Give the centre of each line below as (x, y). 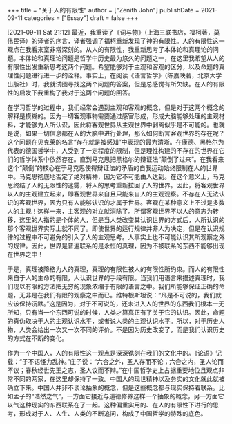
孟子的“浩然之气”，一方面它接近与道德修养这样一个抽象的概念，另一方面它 (118, 396)
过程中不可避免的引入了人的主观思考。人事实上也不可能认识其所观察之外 (122, 237)
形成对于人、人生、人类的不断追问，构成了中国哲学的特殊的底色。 (113, 413)
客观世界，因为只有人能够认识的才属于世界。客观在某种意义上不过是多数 (122, 202)
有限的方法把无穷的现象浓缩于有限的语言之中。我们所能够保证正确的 (122, 286)
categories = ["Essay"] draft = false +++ (81, 18)
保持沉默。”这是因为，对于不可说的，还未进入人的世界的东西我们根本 (116, 304)
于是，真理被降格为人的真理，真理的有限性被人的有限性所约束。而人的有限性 (116, 269)
